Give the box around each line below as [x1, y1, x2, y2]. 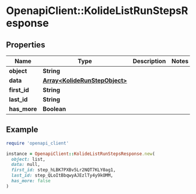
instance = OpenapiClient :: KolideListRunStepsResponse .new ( [6, 151, 156, 157]
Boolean [43, 105, 66, 113]
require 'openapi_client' [6, 140, 69, 146]
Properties [6, 40, 45, 50]
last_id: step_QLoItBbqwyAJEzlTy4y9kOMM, [11, 172, 114, 179]
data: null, [11, 162, 41, 168]
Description [132, 57, 166, 65]
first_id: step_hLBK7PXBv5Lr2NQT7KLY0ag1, [11, 167, 116, 173]
